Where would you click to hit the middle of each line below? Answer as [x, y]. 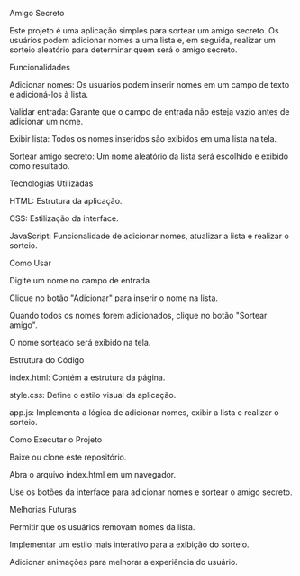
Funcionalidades [40, 67]
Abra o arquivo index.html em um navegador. [93, 474]
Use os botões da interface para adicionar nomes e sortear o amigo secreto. [151, 492]
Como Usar [31, 263]
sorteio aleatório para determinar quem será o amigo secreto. [123, 50]
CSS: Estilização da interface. [64, 218]
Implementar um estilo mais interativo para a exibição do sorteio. [129, 544]
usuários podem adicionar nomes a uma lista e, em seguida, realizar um [143, 40]
